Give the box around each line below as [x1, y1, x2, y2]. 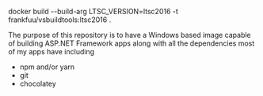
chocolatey [19, 79, 57, 88]
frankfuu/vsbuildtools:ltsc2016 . [8, 15, 112, 24]
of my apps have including [8, 47, 95, 56]
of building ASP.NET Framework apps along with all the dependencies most [8, 39, 255, 48]
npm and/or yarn [19, 62, 75, 72]
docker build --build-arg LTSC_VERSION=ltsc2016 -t [8, 7, 178, 16]
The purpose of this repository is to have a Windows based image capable [8, 31, 251, 39]
